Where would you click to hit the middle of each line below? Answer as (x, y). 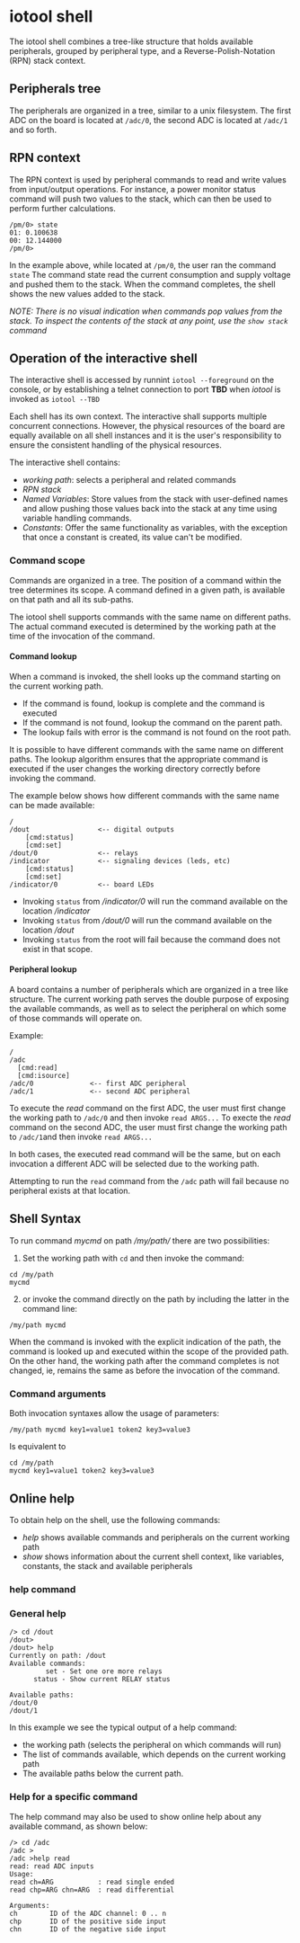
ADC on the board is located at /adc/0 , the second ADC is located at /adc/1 (149, 120)
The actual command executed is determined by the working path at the (143, 626)
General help (38, 1613)
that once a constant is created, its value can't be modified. (132, 538)
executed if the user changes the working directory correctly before (135, 768)
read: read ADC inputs (52, 1866)
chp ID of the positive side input (88, 1921)
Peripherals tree (55, 89)
